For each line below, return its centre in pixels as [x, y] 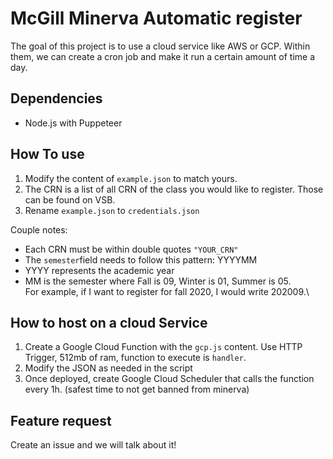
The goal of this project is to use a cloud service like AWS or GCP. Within [160, 46]
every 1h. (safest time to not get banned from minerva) [137, 389]
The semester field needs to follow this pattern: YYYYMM [141, 259]
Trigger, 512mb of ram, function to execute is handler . [135, 358]
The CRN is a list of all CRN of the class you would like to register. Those [174, 189]
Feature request [61, 420]
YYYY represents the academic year [99, 270]
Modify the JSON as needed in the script [108, 368]
